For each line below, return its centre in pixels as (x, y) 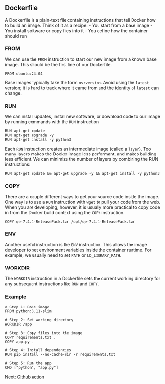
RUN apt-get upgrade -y (30, 135)
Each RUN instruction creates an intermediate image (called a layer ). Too (78, 149)
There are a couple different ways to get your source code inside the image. (82, 196)
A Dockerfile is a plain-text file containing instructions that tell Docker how (81, 20)
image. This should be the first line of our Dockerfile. (59, 65)
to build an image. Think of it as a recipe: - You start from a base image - (79, 25)
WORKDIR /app (18, 324)
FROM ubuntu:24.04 (24, 74)
